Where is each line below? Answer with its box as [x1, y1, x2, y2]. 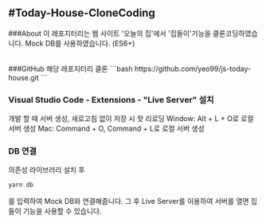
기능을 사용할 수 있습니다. [22, 206, 102, 216]
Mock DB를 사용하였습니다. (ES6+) [25, 38, 135, 48]
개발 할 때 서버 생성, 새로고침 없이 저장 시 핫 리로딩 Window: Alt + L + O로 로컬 [8, 114, 254, 123]
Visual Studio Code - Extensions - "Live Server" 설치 [8, 94, 214, 105]
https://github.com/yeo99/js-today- [134, 64, 252, 73]
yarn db [8, 181, 34, 190]
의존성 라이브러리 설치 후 [8, 165, 85, 174]
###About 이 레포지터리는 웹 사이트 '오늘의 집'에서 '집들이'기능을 [8, 28, 211, 38]
